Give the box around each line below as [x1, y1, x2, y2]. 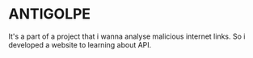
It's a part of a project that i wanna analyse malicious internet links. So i [8, 31, 246, 41]
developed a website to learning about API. [8, 39, 152, 49]
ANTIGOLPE [8, 5, 91, 23]
